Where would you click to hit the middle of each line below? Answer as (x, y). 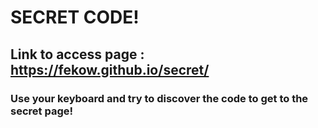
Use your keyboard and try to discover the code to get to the (159, 98)
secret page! (41, 111)
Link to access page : (77, 54)
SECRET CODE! (75, 17)
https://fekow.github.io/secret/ (110, 69)
